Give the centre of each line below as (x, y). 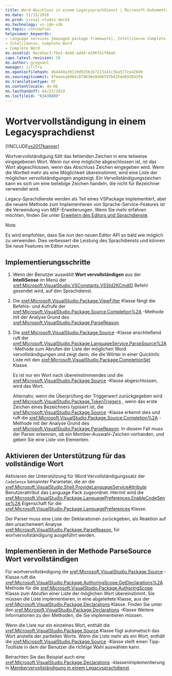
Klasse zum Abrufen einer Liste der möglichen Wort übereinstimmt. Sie (80, 593)
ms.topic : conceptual (28, 29)
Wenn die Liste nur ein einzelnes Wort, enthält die (58, 625)
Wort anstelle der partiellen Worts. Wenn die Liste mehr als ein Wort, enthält (85, 636)
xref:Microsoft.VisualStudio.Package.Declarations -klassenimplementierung (85, 662)
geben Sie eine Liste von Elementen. (51, 440)
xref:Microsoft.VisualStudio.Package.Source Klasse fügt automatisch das (82, 630)
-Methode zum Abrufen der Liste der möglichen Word (69, 349)
